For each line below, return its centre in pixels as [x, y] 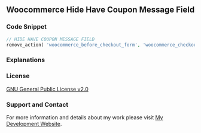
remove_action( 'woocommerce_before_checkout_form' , [73, 45]
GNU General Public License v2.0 [47, 89]
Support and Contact [37, 104]
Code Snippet [26, 27]
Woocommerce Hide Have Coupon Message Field [100, 10]
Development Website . [34, 123]
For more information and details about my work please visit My [85, 117]
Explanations [26, 60]
